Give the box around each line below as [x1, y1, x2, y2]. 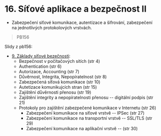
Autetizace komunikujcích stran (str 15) [18, 84, 97, 90]
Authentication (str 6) [18, 63, 62, 69]
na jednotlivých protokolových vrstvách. [11, 24, 92, 30]
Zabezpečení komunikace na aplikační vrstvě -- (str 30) [26, 125, 138, 131]
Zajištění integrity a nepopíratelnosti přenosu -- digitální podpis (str [18, 94, 154, 100]
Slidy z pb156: [4, 43, 33, 49]
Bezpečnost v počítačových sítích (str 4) [18, 58, 100, 64]
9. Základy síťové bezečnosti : [11, 53, 71, 59]
